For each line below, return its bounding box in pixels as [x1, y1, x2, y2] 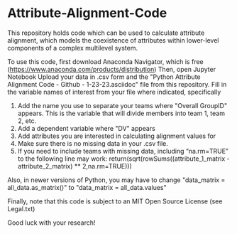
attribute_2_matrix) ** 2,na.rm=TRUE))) [17, 161, 133, 170]
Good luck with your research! [7, 218, 96, 227]
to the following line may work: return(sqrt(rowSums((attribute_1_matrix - [17, 154, 230, 163]
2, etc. [17, 116, 37, 125]
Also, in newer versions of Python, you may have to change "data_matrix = [7, 176, 226, 184]
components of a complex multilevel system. [7, 43, 138, 52]
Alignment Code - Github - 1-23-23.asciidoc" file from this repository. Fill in [7, 80, 227, 88]
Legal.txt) [7, 204, 35, 213]
